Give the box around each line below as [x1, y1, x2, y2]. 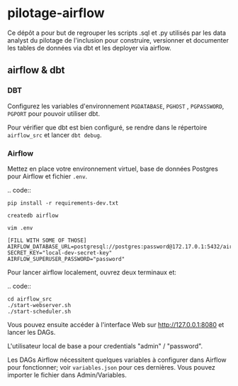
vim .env [7, 224, 33, 232]
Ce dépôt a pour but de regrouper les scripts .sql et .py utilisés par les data [7, 28, 227, 37]
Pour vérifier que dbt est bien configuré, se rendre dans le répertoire [7, 123, 208, 132]
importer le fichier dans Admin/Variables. [7, 370, 127, 379]
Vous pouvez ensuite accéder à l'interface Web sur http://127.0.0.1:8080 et [7, 320, 225, 328]
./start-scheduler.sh [7, 308, 72, 315]
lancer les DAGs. [7, 328, 56, 336]
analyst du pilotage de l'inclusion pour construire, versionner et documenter [7, 36, 229, 44]
